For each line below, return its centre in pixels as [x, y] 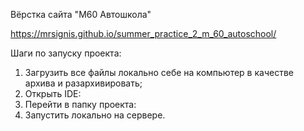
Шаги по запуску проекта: [66, 53]
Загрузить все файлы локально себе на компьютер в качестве [159, 72]
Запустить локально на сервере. [95, 115]
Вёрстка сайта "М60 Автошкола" [81, 14]
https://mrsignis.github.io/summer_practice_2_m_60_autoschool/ [143, 33]
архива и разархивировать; [83, 83]
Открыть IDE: [53, 93]
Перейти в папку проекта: [80, 104]
